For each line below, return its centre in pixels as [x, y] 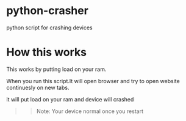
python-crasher [47, 11]
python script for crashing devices [49, 28]
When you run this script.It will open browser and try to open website [93, 81]
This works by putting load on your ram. [56, 69]
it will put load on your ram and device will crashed [70, 99]
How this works [47, 52]
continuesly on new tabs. [38, 87]
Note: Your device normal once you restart [90, 111]
